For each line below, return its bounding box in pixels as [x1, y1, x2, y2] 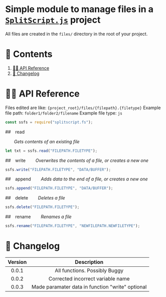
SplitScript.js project [5, 14, 101, 26]
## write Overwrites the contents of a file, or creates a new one [5, 157, 149, 163]
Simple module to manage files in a [5, 4, 154, 15]
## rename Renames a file [5, 214, 72, 220]
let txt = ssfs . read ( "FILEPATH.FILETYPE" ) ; [5, 148, 98, 153]
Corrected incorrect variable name [48, 275, 130, 282]
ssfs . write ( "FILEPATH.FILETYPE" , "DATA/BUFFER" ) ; [5, 167, 111, 172]
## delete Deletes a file [5, 195, 65, 201]
